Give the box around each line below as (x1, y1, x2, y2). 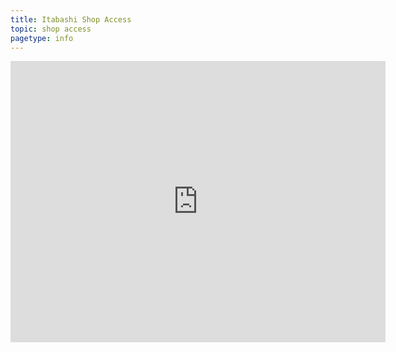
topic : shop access (10, 24, 92, 34)
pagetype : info (10, 33, 74, 43)
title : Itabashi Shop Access (10, 14, 132, 25)
